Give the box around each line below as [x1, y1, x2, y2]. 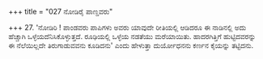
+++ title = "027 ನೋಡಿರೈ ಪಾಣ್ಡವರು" [8, 7, 113, 16]
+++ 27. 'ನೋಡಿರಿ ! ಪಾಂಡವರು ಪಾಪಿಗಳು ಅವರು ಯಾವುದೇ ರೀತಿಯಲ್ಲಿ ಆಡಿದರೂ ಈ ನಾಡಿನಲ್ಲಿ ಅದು [8, 23, 247, 32]
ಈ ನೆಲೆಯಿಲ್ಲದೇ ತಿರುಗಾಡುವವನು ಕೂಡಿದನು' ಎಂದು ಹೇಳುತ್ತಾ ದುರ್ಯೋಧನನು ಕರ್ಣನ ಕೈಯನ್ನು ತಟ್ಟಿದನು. [8, 41, 254, 50]
